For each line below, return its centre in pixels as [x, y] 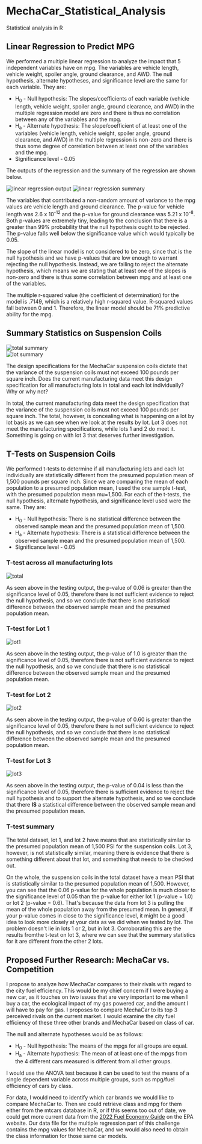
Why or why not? [27, 391]
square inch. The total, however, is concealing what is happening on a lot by [100, 416]
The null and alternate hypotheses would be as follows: [75, 1034]
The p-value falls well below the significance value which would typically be [100, 233]
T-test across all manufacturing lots [60, 563]
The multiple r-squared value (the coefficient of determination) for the [93, 295]
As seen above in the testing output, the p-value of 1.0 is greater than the [97, 653]
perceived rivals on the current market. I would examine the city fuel [91, 1016]
